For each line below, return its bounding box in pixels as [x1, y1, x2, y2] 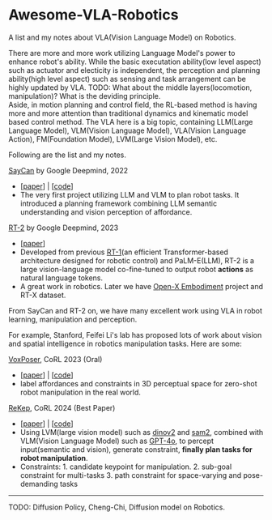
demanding [19, 479, 58, 488]
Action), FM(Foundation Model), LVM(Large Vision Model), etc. [8, 134, 218, 143]
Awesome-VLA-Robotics [8, 6, 179, 24]
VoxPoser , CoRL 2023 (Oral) [8, 354, 103, 364]
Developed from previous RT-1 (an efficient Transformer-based [19, 247, 229, 257]
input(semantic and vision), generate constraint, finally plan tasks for [19, 444, 253, 454]
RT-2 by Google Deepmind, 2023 [8, 223, 119, 232]
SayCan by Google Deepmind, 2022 [8, 165, 129, 175]
